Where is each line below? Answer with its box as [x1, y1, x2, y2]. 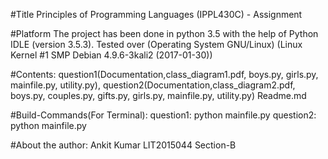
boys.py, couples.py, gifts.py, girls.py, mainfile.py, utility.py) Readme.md [10, 90, 307, 101]
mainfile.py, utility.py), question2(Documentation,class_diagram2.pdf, [10, 79, 296, 91]
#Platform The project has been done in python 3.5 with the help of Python [10, 28, 319, 39]
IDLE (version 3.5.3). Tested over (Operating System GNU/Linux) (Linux [10, 39, 303, 50]
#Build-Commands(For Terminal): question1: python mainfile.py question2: [10, 109, 317, 121]
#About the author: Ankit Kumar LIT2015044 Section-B [10, 139, 237, 151]
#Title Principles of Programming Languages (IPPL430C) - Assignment [10, 9, 303, 20]
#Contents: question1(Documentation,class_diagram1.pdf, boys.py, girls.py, [10, 69, 319, 80]
